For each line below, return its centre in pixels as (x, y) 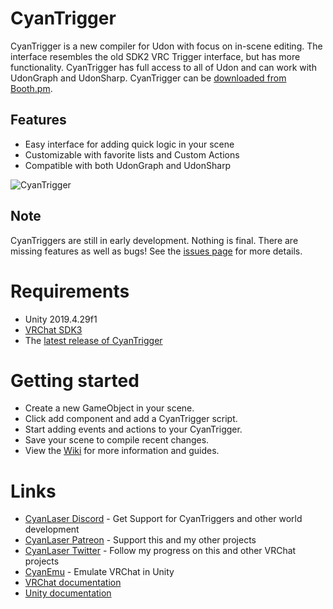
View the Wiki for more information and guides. (122, 451)
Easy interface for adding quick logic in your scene (129, 144)
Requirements (70, 291)
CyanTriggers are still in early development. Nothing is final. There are (154, 240)
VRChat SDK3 (53, 329)
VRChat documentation (73, 583)
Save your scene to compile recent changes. (117, 440)
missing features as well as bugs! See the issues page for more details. (156, 251)
